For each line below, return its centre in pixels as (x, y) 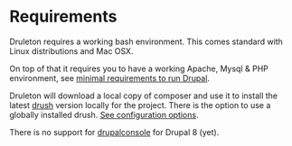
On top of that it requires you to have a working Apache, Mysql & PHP (139, 68)
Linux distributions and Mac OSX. (71, 50)
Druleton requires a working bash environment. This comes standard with (146, 41)
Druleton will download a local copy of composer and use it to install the (144, 96)
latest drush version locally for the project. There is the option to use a (140, 105)
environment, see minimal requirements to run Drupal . (110, 78)
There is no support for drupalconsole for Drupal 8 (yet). (114, 132)
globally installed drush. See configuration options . (104, 114)
